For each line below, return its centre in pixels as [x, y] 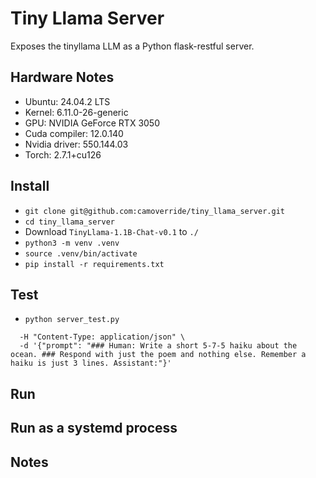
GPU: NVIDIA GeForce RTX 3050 [92, 123]
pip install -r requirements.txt [94, 264]
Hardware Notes [62, 77]
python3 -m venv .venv [72, 243]
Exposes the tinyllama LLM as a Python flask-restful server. [132, 46]
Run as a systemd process [94, 428]
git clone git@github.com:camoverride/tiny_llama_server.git [155, 211]
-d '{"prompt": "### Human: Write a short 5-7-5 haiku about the [158, 346]
